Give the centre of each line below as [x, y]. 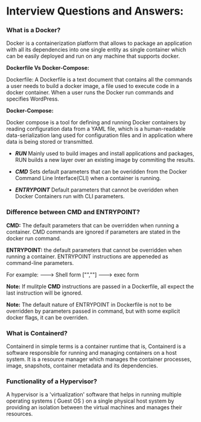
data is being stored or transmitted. [50, 142]
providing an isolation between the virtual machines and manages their [94, 407]
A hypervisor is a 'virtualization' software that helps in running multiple [94, 395]
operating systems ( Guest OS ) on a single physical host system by [90, 401]
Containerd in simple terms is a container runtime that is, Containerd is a [96, 346]
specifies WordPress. [33, 99]
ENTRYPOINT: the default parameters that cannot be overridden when [94, 250]
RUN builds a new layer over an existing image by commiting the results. [105, 160]
